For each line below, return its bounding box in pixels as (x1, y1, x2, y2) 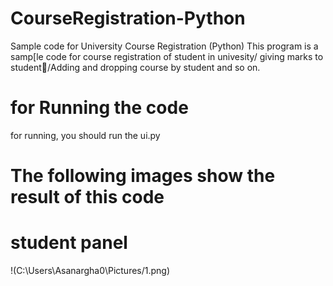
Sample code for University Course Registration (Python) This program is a (10, 40, 319, 52)
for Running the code (10, 97, 189, 119)
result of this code (10, 186, 165, 209)
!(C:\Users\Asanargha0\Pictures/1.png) (10, 265, 171, 276)
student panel (10, 232, 128, 254)
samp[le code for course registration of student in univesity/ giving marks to (10, 50, 324, 62)
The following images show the (10, 165, 276, 187)
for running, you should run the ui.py (10, 129, 161, 141)
